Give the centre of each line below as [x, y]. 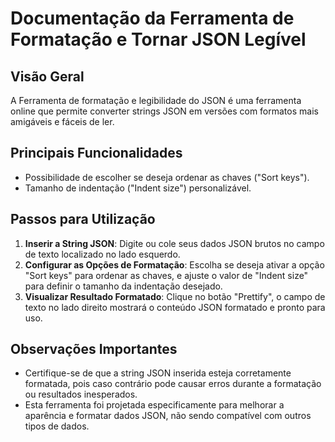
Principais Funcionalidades [96, 153]
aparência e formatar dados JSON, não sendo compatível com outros [168, 416]
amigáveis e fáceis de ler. [62, 121]
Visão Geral [47, 76]
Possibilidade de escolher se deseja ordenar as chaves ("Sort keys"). [167, 177]
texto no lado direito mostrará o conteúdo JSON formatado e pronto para [175, 307]
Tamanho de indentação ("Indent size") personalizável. [138, 188]
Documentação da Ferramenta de [152, 18]
